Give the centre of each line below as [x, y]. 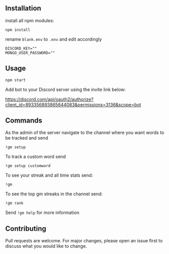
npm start [16, 80]
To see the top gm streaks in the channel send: [54, 194]
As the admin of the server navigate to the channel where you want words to [85, 133]
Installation [23, 8]
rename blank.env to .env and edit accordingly [54, 39]
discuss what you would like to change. [46, 246]
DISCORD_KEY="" [21, 48]
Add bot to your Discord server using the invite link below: [66, 89]
